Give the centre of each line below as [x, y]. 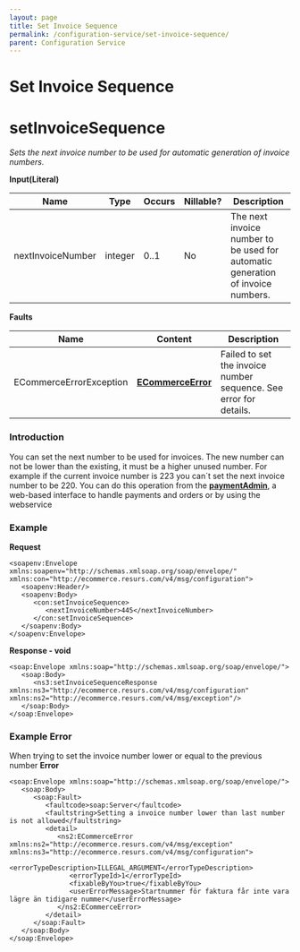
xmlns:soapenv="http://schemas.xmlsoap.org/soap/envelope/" [124, 571]
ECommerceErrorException [71, 382]
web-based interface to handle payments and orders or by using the [135, 494]
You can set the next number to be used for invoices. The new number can [147, 457]
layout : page [33, 17]
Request [25, 546]
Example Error [41, 736]
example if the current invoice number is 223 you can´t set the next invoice [147, 476]
